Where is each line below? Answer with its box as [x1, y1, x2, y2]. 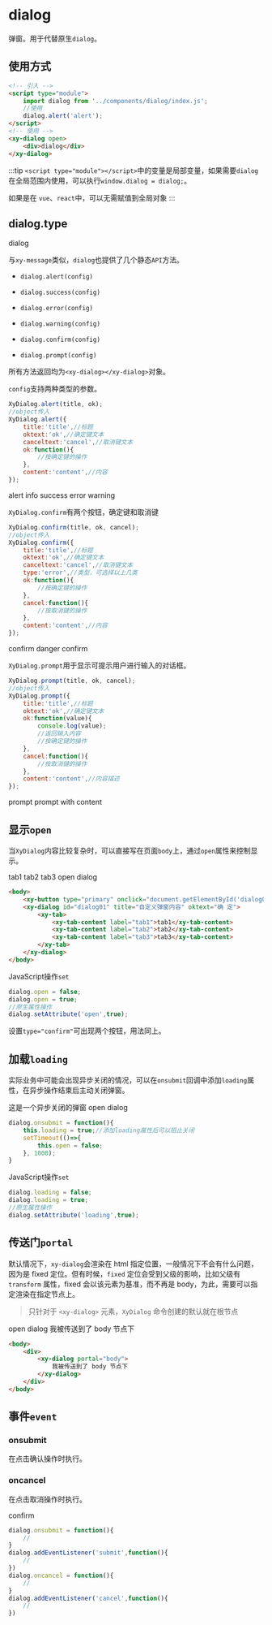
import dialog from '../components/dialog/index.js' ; [23, 97, 208, 105]
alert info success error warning [8, 490, 116, 500]
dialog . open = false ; [8, 988, 82, 996]
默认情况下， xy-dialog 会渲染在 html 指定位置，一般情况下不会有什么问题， [8, 1259, 258, 1268]
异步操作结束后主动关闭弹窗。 [29, 1086, 130, 1096]
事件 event [8, 1410, 57, 1424]
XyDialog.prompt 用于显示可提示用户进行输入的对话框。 [8, 660, 191, 671]
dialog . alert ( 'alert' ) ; [23, 112, 104, 120]
